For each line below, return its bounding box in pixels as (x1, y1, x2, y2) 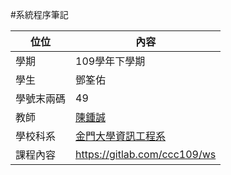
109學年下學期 (75, 54, 146, 68)
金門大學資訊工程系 (75, 129, 167, 143)
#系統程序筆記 (10, 9, 69, 20)
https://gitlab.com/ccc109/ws (75, 148, 217, 161)
